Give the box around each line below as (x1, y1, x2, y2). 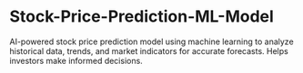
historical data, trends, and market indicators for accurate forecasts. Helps (9, 45, 288, 56)
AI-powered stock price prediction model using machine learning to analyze (9, 36, 294, 47)
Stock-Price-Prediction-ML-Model (9, 6, 275, 27)
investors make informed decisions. (9, 55, 143, 66)
